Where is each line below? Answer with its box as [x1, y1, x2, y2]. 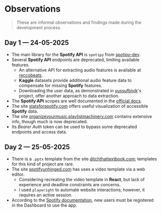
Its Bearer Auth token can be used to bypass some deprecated [11, 124, 137, 130]
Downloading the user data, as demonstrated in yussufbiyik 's [18, 87, 142, 93]
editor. [11, 171, 25, 177]
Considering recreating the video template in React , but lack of [18, 176, 145, 182]
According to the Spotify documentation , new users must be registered [11, 197, 154, 203]
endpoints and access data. [11, 129, 67, 134]
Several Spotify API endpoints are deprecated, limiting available [11, 57, 140, 63]
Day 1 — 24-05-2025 [4, 39, 69, 47]
